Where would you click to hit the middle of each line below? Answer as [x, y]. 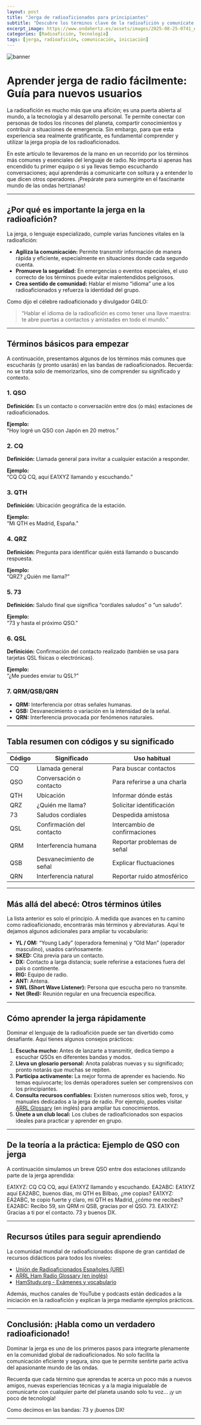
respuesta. [20, 558]
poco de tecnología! [31, 1398]
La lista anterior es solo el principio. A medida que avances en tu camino [96, 919]
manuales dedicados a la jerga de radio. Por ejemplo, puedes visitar [99, 1102]
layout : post [23, 12]
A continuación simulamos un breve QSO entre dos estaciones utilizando [96, 1169]
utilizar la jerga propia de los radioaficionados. [64, 142]
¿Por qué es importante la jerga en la [76, 210]
